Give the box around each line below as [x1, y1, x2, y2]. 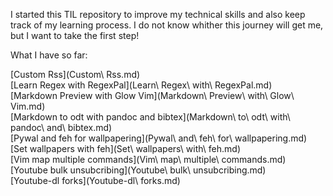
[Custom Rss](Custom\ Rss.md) [10, 69, 141, 80]
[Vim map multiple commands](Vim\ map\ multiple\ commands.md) [10, 154, 287, 165]
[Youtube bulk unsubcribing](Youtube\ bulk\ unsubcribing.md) [10, 164, 267, 176]
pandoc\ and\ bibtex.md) [10, 122, 113, 133]
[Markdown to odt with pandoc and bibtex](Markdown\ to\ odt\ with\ [10, 111, 291, 123]
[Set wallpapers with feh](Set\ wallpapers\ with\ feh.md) [10, 143, 241, 154]
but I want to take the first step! [10, 30, 140, 41]
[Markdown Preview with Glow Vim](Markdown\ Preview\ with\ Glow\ [10, 90, 295, 101]
